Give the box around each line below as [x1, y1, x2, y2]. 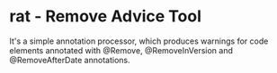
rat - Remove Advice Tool [9, 6, 202, 27]
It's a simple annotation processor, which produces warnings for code [9, 36, 269, 46]
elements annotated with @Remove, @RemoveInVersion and [9, 45, 234, 55]
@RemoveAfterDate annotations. [9, 54, 130, 65]
